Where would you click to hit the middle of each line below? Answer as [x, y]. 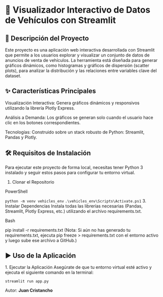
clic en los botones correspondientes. [43, 122]
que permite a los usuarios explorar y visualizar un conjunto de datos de [77, 55]
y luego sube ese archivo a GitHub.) [41, 240]
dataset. [13, 76]
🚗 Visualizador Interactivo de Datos [78, 10]
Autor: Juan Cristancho [29, 290]
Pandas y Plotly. [21, 137]
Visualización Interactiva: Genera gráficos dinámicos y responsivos [72, 103]
